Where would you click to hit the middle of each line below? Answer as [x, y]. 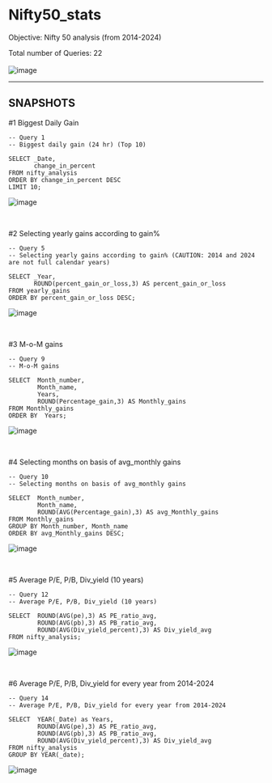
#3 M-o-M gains [36, 344]
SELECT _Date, [32, 159]
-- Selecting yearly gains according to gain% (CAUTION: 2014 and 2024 [132, 255]
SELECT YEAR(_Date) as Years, [61, 719]
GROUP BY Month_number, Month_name [68, 526]
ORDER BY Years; [38, 415]
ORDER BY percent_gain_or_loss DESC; [72, 298]
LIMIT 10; [25, 187]
